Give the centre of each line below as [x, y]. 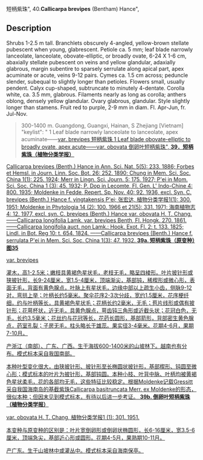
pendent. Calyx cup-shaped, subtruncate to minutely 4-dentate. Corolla [95, 88]
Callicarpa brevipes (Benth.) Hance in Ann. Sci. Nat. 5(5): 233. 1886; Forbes [100, 166]
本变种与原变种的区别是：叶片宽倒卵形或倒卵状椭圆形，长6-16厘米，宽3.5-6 [101, 430]
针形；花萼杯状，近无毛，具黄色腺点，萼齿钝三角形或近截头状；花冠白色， [99, 310]
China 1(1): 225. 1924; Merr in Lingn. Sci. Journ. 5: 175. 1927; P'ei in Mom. [97, 179]
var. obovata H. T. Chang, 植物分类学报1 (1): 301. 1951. [73, 417]
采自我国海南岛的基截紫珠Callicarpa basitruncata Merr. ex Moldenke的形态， [101, 389]
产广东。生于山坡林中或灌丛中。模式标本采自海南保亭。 [75, 450]
